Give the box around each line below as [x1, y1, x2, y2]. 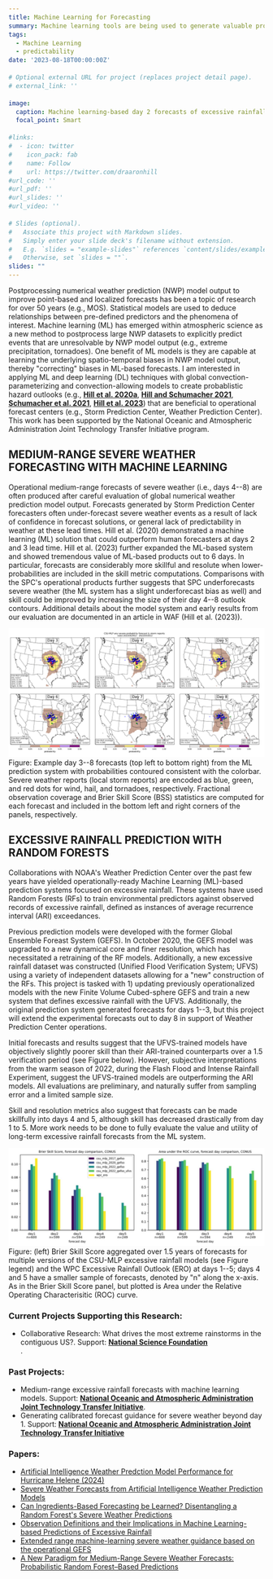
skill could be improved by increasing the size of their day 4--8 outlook [8, 595, 246, 605]
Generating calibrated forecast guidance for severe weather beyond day [19, 1410, 262, 1421]
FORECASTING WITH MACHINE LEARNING [8, 460, 227, 474]
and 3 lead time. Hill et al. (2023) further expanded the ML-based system [8, 543, 253, 552]
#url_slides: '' [8, 194, 63, 202]
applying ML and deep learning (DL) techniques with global [8, 372, 207, 382]
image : [8, 99, 31, 108]
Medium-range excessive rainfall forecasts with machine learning [19, 1385, 240, 1395]
